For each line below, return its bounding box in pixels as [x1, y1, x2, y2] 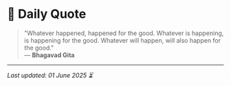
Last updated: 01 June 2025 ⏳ [7, 71, 93, 79]
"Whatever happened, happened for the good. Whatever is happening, [23, 29, 224, 37]
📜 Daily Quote [7, 6, 87, 22]
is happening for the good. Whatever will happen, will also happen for [23, 36, 221, 44]
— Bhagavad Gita [23, 51, 75, 59]
